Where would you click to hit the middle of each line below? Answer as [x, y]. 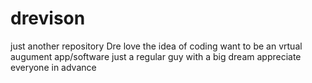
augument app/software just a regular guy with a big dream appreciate [156, 56]
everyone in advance [53, 67]
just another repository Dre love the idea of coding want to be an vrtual [156, 46]
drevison [48, 18]
